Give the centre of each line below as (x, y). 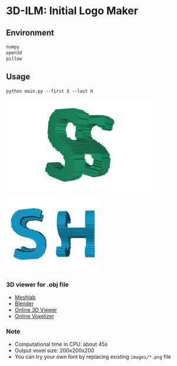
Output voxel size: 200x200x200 (54, 351)
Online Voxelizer (34, 316)
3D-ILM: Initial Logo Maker (72, 11)
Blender (24, 304)
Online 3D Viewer (36, 310)
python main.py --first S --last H (50, 91)
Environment (30, 33)
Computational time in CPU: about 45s (61, 344)
